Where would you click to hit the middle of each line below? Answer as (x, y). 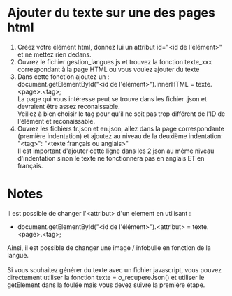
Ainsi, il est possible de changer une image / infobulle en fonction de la (109, 247)
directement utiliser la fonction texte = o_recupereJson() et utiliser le (106, 277)
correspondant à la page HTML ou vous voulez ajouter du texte (108, 69)
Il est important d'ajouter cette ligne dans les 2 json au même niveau (116, 151)
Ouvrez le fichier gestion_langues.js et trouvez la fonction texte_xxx (115, 61)
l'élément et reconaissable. (56, 121)
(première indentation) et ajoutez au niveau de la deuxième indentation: (120, 136)
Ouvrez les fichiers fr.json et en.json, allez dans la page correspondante (121, 128)
